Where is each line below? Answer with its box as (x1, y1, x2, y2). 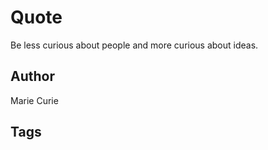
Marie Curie (10, 94, 59, 106)
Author (10, 68, 55, 85)
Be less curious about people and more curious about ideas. (10, 39, 259, 51)
